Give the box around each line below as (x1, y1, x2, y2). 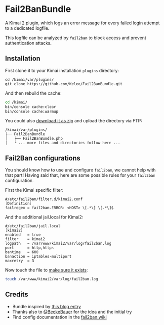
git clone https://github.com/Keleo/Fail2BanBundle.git (5, 81, 123, 86)
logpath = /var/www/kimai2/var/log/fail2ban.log (5, 241, 112, 246)
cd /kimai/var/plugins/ (5, 77, 54, 82)
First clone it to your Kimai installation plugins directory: (5, 67, 119, 73)
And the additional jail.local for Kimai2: (5, 214, 83, 220)
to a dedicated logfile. (5, 25, 49, 31)
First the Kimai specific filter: (5, 187, 64, 193)
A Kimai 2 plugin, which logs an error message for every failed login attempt (5, 20, 160, 26)
